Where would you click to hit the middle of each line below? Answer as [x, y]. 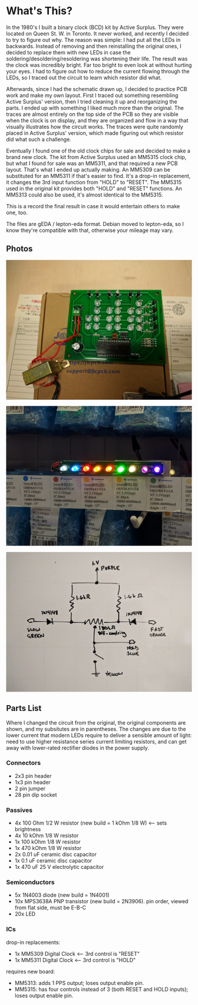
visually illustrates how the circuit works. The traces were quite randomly [95, 127]
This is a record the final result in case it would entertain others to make [93, 206]
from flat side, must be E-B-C [50, 908]
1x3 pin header [33, 782]
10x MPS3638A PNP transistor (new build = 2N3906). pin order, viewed [101, 901]
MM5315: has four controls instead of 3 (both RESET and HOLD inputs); [101, 989]
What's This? [39, 11]
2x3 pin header [33, 775]
